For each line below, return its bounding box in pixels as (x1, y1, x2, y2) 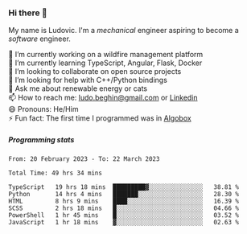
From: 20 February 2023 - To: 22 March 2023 (8, 155, 160, 163)
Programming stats (8, 134, 75, 144)
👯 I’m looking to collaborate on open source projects (8, 67, 182, 76)
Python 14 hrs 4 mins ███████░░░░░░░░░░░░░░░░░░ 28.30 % (8, 191, 240, 199)
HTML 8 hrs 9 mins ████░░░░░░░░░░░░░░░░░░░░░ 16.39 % (8, 197, 240, 206)
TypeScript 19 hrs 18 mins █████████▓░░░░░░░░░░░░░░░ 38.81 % (8, 183, 240, 191)
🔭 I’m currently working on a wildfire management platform (8, 50, 204, 60)
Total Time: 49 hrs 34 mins (8, 169, 103, 178)
